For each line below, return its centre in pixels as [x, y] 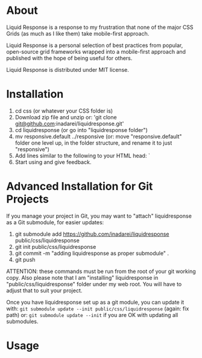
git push [25, 259]
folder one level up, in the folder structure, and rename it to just [93, 143]
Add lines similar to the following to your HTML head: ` [83, 155]
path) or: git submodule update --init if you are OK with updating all [92, 315]
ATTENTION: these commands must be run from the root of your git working [101, 271]
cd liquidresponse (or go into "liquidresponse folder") [81, 130]
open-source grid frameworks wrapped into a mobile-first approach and [96, 51]
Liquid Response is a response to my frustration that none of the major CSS [100, 27]
